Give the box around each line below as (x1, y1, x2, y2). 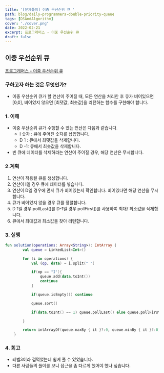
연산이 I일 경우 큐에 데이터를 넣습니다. (12, 181, 84, 187)
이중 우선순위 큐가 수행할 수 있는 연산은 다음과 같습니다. (12, 125, 118, 131)
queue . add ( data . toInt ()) (40, 274, 91, 279)
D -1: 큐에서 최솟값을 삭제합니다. (19, 143, 82, 149)
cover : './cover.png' (5, 21, 49, 26)
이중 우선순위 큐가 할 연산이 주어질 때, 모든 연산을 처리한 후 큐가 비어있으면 (12, 93, 154, 99)
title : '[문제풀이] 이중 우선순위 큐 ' (5, 7, 75, 12)
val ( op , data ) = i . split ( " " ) (31, 261, 95, 266)
